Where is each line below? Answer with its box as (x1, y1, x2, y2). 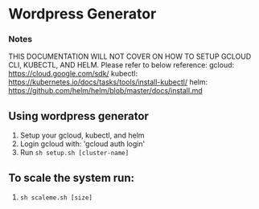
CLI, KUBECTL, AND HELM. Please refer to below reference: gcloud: (8, 60, 235, 70)
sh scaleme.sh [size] (19, 194, 92, 202)
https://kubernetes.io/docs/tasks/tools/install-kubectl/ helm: (8, 77, 208, 87)
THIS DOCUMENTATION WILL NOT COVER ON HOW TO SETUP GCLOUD (8, 51, 252, 61)
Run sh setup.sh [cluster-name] (19, 148, 129, 158)
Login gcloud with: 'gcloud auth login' (19, 139, 146, 149)
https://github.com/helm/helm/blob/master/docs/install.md (8, 86, 203, 96)
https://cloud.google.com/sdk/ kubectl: (8, 69, 138, 79)
